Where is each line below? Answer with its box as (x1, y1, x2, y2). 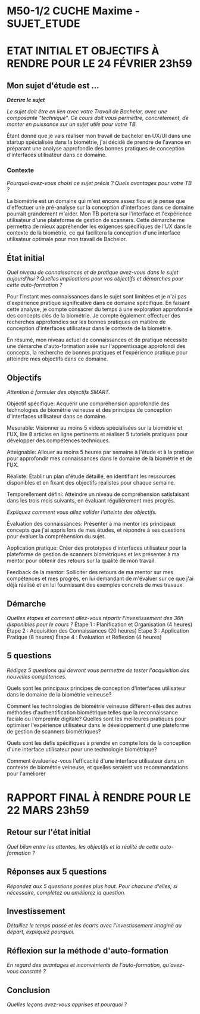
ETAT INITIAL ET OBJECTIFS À (7, 44, 160, 58)
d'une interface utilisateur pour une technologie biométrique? (7, 745, 157, 753)
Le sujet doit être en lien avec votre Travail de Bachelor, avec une (7, 108, 168, 115)
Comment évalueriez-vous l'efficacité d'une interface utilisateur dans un (7, 757, 184, 765)
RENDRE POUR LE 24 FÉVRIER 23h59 (7, 57, 192, 70)
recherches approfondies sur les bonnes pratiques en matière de (7, 318, 166, 326)
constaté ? (20, 968, 46, 975)
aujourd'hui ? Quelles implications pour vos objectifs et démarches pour (7, 275, 184, 282)
